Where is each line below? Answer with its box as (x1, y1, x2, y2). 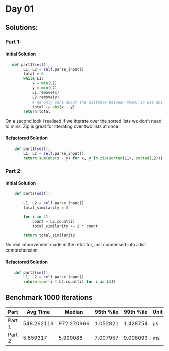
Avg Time (27, 309, 50, 316)
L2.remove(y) (32, 94, 59, 100)
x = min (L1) (32, 81, 57, 86)
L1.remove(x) (32, 90, 59, 95)
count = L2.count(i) (32, 219, 75, 224)
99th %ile (124, 309, 148, 316)
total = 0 (23, 71, 44, 76)
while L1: (23, 76, 44, 81)
